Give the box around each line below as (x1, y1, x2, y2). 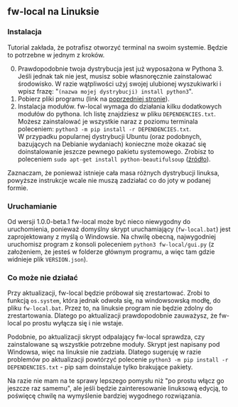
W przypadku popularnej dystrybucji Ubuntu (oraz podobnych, (17, 132, 202, 140)
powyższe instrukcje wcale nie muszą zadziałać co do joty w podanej (7, 176, 211, 184)
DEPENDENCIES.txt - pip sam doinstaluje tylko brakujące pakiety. (7, 363, 193, 372)
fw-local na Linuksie (7, 6, 99, 18)
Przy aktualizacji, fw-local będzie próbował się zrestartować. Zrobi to (7, 289, 210, 297)
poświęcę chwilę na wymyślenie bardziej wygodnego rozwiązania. (7, 391, 202, 400)
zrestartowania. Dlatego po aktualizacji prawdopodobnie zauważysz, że (7, 311, 218, 320)
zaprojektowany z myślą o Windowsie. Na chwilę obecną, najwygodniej (7, 232, 217, 240)
